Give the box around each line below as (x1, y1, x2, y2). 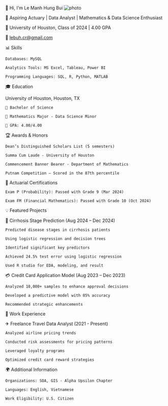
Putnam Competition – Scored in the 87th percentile (5, 171, 120, 176)
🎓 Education (5, 84, 33, 89)
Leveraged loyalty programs (5, 348, 65, 354)
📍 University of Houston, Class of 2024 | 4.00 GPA (5, 24, 111, 31)
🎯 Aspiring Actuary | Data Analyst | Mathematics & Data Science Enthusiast (5, 15, 163, 20)
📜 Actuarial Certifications (5, 180, 58, 185)
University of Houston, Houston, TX (5, 95, 80, 101)
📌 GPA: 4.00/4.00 (5, 123, 42, 128)
